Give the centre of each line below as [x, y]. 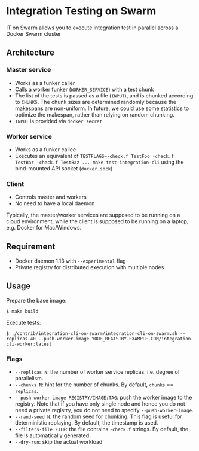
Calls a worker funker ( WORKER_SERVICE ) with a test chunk [84, 89]
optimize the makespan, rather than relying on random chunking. [94, 114]
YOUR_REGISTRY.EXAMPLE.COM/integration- [143, 339]
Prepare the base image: [36, 300]
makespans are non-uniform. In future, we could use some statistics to [102, 108]
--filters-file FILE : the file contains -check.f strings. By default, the [102, 429]
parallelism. [29, 379]
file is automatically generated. [53, 435]
